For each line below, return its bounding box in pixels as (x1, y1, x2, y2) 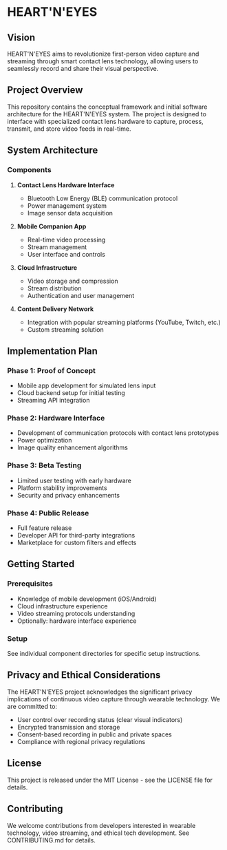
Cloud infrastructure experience (17, 602, 108, 610)
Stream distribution (27, 284, 82, 293)
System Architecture (7, 145, 98, 156)
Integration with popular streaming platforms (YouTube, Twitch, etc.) (27, 318, 221, 326)
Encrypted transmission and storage (17, 723, 120, 731)
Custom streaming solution (27, 325, 105, 334)
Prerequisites (7, 579, 53, 588)
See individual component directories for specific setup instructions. (7, 650, 201, 658)
